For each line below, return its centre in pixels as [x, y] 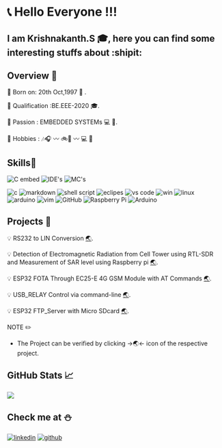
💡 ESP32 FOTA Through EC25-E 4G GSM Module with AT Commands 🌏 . [109, 278]
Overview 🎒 [32, 76]
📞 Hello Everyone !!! [62, 12]
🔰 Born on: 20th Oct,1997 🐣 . [47, 92]
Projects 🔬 [29, 221]
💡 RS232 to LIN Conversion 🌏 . [50, 238]
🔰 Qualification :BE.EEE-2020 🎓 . [54, 106]
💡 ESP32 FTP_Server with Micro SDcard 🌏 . [68, 311]
